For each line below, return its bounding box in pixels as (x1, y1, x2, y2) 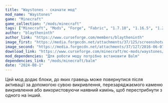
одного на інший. (5, 93, 41, 99)
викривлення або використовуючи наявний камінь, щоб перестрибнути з (5, 87, 162, 93)
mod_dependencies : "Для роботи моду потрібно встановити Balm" (5, 53, 140, 59)
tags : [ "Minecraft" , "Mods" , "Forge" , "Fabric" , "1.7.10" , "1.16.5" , (5, 26, 153, 31)
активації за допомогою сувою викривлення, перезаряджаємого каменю (5, 82, 163, 88)
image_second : (5, 44, 35, 49)
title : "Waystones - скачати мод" (5, 7, 77, 12)
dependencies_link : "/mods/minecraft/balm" (5, 58, 97, 63)
